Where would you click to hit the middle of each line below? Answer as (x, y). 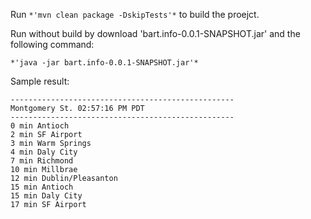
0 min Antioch (40, 126)
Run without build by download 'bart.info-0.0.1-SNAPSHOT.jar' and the (155, 33)
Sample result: (40, 81)
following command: (52, 44)
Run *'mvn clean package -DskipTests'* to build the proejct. (135, 14)
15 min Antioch (42, 187)
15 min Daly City (46, 196)
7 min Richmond (42, 161)
